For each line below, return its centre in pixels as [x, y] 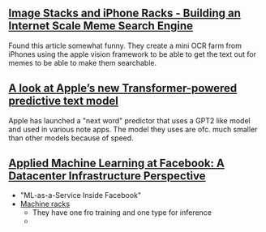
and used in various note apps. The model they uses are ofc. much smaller [133, 129]
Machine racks [45, 204]
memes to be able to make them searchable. [83, 62]
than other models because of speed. [71, 138]
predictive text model [64, 101]
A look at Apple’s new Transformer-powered [123, 88]
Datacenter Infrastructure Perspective [107, 176]
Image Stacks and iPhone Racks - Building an [125, 13]
